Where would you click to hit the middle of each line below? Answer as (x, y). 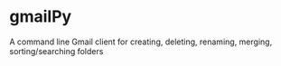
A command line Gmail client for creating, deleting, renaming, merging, (141, 42)
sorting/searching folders (56, 51)
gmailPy (41, 17)
